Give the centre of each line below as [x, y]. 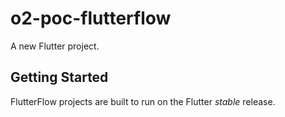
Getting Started [59, 77]
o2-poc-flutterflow [91, 18]
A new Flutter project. [55, 46]
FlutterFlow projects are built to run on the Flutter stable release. [143, 101]
